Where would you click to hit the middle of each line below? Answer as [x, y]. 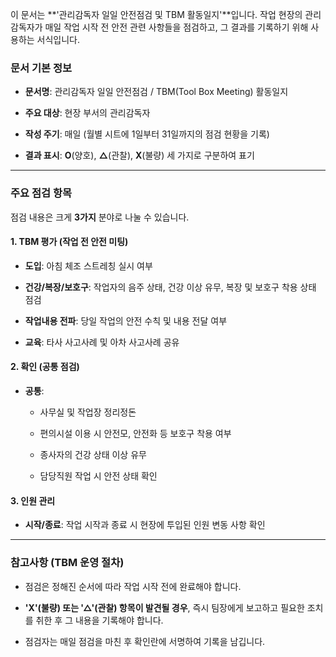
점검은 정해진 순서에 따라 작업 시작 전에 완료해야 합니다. [133, 586]
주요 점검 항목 [41, 193]
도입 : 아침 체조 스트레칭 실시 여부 [88, 265]
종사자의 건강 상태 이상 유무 [93, 454]
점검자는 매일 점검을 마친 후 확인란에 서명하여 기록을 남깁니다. [145, 641]
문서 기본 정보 [41, 68]
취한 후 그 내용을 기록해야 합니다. [99, 620]
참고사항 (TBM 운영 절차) [67, 563]
